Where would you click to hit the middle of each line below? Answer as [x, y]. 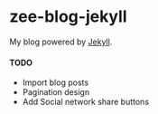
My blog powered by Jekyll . [61, 42]
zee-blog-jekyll [68, 17]
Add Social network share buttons [86, 102]
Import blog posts [55, 82]
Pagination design [56, 92]
